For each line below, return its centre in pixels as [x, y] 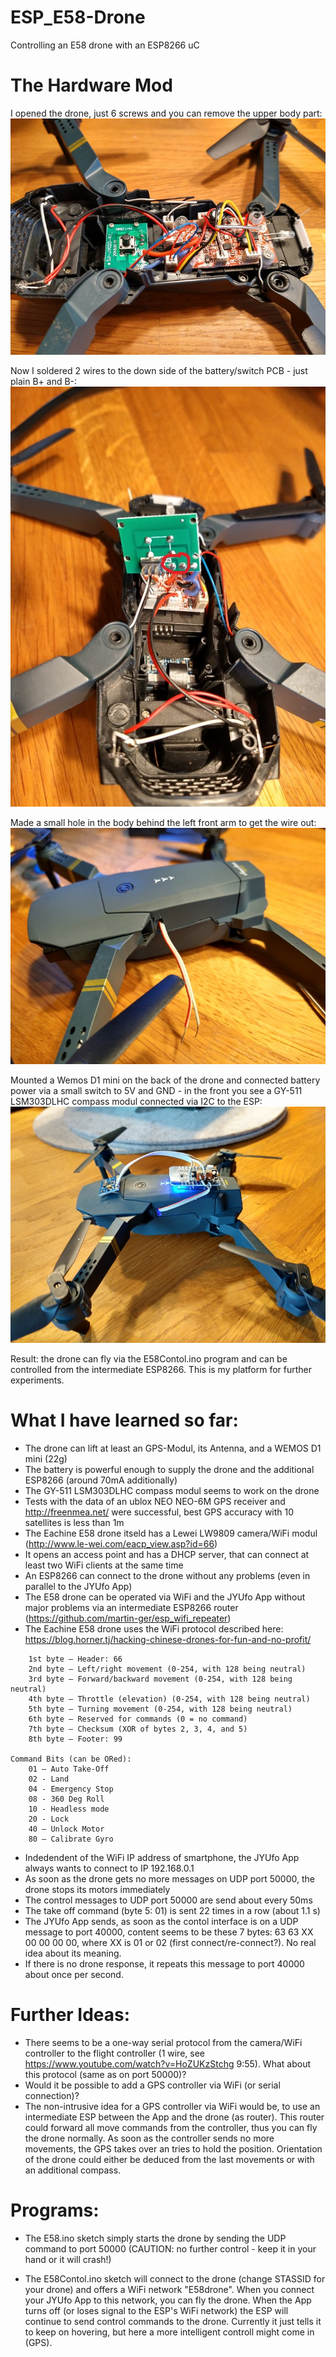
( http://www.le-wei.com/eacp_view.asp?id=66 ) [121, 1543]
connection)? [52, 2095]
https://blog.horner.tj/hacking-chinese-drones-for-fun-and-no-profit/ [168, 1639]
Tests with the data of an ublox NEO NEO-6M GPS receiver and [155, 1501]
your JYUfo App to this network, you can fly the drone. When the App [168, 2300]
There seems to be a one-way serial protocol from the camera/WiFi [163, 2042]
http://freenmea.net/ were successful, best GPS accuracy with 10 [159, 1512]
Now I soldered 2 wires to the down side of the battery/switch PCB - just [159, 370]
